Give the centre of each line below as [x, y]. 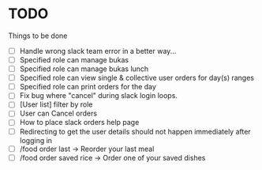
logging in [36, 140]
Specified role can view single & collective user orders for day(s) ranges [137, 78]
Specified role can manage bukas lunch [84, 69]
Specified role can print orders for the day [88, 87]
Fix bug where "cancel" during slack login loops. [98, 96]
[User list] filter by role [56, 104]
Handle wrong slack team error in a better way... [98, 51]
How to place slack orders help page [79, 123]
